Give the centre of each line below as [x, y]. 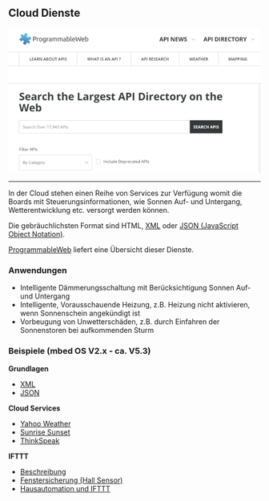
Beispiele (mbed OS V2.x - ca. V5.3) [80, 351]
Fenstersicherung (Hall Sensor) [71, 480]
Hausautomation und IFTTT [65, 488]
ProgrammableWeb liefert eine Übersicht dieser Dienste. [101, 250]
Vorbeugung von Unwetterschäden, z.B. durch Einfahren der [120, 322]
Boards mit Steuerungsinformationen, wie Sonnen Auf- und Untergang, [125, 202]
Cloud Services [34, 408]
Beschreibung [43, 471]
